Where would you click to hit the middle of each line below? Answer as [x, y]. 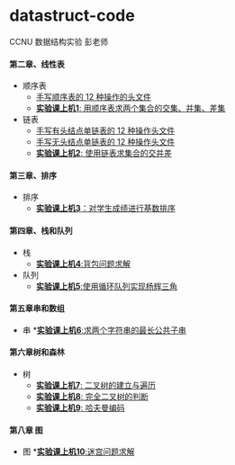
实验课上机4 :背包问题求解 [83, 264]
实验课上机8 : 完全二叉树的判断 [92, 396]
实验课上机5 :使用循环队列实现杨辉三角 [107, 286]
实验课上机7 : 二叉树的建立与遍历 [95, 385]
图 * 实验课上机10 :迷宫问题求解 [78, 452]
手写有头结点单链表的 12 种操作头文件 [105, 130]
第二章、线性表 [37, 64]
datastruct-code [72, 16]
